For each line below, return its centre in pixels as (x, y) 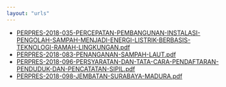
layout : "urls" (28, 13)
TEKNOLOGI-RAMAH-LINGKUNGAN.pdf (73, 47)
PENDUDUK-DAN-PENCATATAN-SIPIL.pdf (76, 69)
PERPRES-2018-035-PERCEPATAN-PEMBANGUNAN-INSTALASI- (108, 33)
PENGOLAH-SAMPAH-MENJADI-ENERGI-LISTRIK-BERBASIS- (103, 40)
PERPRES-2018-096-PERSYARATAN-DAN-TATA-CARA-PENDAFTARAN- (117, 61)
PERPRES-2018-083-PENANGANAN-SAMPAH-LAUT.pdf (96, 54)
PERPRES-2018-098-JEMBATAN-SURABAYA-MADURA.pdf (99, 76)
